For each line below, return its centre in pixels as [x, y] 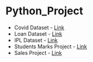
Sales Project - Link [38, 52]
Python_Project [44, 11]
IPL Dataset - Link [36, 40]
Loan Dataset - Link [38, 33]
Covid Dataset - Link [39, 27]
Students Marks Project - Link [50, 46]
